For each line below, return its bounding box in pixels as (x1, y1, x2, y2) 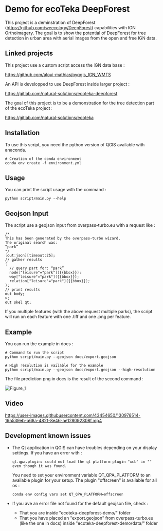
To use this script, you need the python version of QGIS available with (5, 141, 145, 147)
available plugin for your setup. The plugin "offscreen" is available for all (12, 477, 157, 483)
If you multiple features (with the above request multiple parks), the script (5, 309, 153, 315)
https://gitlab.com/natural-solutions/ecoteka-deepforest (5, 90, 118, 96)
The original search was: (5, 240, 57, 245)
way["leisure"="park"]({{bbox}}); (9, 275, 79, 279)
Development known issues (5, 432, 91, 440)
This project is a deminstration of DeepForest (5, 20, 96, 25)
